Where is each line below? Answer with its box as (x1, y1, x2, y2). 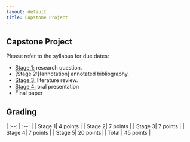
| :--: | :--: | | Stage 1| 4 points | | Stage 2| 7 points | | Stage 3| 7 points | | (6, 123, 185, 130)
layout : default (6, 8, 47, 15)
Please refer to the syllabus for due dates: (6, 52, 109, 60)
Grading (6, 107, 37, 117)
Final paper (14, 89, 43, 96)
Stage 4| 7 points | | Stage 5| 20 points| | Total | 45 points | (6, 129, 151, 137)
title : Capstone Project (6, 14, 68, 20)
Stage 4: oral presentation (14, 83, 79, 90)
